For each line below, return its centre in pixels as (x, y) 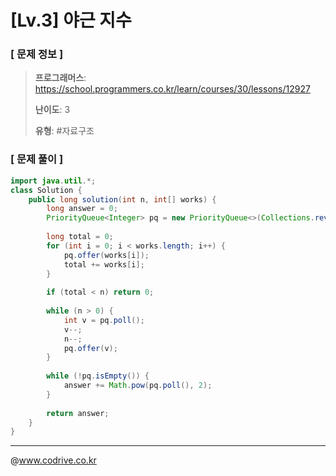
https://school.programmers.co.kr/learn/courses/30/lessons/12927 (172, 89)
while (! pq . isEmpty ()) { (98, 376)
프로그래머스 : (60, 78)
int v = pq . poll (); (104, 320)
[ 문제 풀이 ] (37, 159)
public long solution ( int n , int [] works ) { (122, 199)
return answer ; (78, 413)
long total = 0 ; (80, 237)
